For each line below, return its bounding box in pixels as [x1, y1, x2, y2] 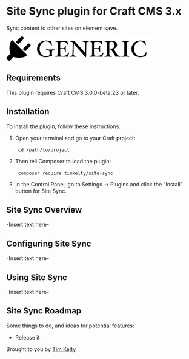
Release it [15, 333, 40, 341]
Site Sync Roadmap [6, 306, 82, 316]
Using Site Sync [6, 272, 68, 282]
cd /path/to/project [18, 147, 70, 153]
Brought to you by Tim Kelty [6, 345, 76, 353]
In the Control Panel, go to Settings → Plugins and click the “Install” [15, 180, 183, 188]
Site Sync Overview [6, 205, 82, 215]
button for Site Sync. [15, 187, 67, 194]
